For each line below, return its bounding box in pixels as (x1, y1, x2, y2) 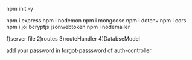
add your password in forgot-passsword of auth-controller (6, 47, 152, 54)
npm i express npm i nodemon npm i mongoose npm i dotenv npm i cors (6, 17, 187, 24)
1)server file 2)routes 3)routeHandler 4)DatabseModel (6, 35, 141, 42)
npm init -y (6, 5, 33, 12)
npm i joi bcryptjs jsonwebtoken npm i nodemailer (6, 24, 130, 30)
